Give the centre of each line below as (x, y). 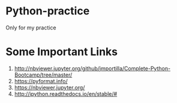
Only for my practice (31, 28)
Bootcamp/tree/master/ (43, 75)
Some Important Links (62, 52)
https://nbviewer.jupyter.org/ (49, 87)
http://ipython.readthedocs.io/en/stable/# (66, 93)
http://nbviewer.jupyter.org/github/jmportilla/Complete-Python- (92, 68)
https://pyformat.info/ (41, 81)
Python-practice (48, 11)
